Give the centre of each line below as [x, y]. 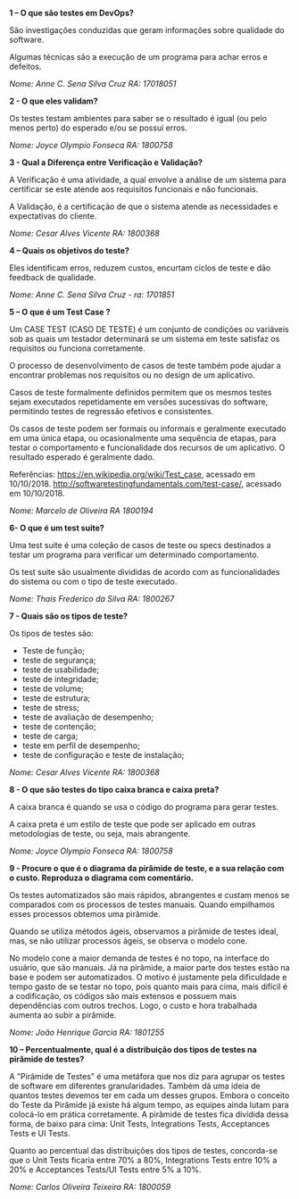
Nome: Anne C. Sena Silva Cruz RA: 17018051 [93, 83]
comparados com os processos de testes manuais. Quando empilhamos [142, 904]
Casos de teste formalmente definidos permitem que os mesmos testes [141, 392]
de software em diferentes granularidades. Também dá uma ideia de [135, 1086]
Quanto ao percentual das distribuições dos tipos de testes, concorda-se [144, 1150]
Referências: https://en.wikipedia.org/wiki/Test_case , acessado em [133, 474]
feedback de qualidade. [53, 277]
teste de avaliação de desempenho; [88, 717]
